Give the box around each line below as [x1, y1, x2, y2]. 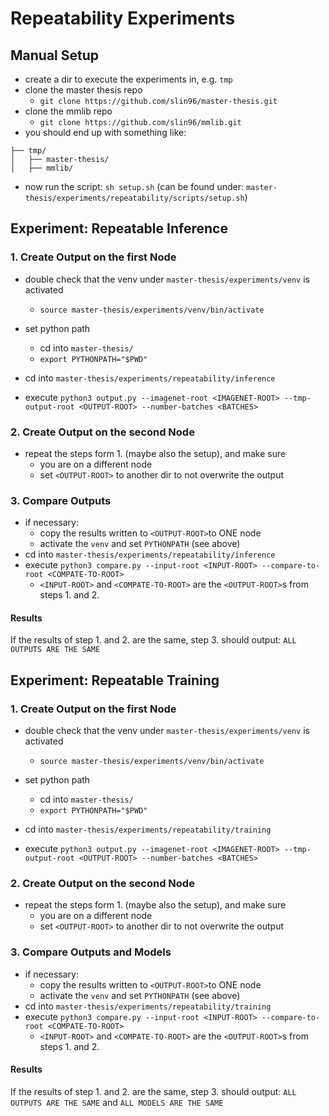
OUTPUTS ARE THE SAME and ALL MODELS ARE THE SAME [10, 1096, 224, 1108]
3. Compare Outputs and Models [10, 945, 172, 959]
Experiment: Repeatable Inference [10, 220, 228, 237]
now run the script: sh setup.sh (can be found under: [24, 181, 244, 192]
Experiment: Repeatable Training [10, 672, 220, 689]
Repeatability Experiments [10, 7, 236, 30]
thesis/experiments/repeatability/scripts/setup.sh [24, 193, 245, 203]
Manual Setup [10, 47, 100, 64]
